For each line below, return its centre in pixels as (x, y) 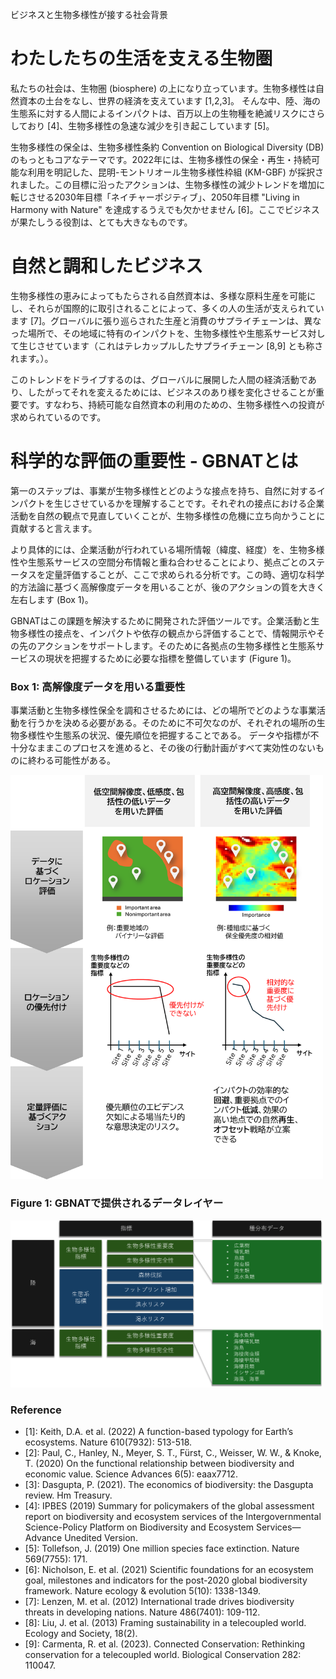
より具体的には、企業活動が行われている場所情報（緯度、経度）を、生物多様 (167, 549)
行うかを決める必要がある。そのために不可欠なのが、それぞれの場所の (172, 723)
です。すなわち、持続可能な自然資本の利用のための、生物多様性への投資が (171, 404)
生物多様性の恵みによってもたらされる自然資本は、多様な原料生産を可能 (159, 295)
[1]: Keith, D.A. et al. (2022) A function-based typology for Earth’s (159, 1432)
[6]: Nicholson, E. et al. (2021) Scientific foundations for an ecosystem (169, 1570)
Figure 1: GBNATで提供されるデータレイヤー (117, 1203)
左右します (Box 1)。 (52, 599)
